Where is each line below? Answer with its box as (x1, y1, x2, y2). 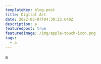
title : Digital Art (5, 12, 46, 17)
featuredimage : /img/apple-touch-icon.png (5, 31, 96, 36)
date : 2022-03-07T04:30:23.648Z (5, 17, 73, 22)
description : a (5, 21, 37, 27)
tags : (5, 36, 17, 41)
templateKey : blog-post (5, 7, 56, 13)
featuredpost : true (5, 26, 46, 31)
